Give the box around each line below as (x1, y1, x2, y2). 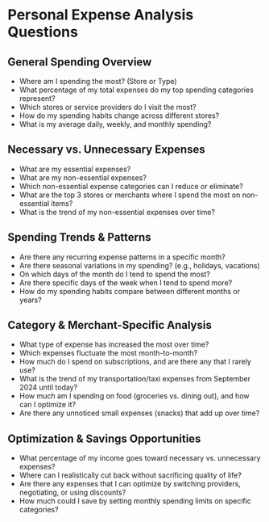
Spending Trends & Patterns (7, 230, 151, 244)
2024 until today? (19, 382, 78, 393)
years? (19, 295, 42, 305)
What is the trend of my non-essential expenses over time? (19, 207, 215, 217)
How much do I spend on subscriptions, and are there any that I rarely (19, 357, 251, 367)
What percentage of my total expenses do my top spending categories (19, 85, 255, 95)
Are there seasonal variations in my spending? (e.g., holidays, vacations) (19, 260, 261, 270)
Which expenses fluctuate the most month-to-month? (19, 348, 198, 358)
